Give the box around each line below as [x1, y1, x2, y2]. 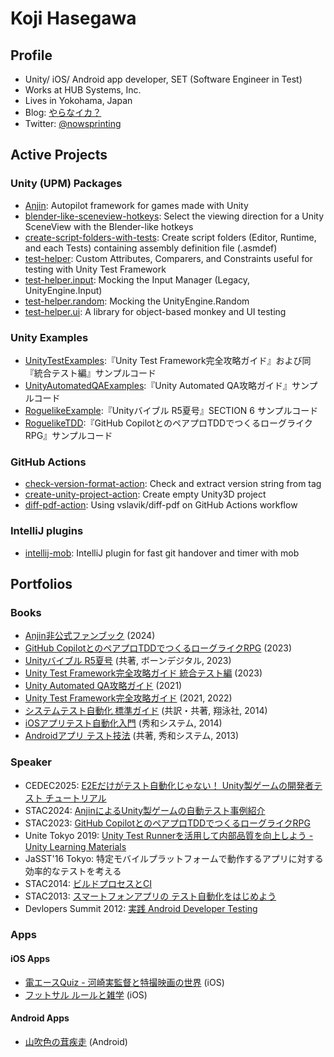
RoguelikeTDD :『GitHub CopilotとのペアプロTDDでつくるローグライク [24, 417, 313, 429]
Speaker [10, 755, 52, 769]
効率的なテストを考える [24, 865, 122, 877]
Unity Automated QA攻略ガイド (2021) [24, 680, 183, 692]
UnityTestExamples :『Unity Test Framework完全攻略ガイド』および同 [24, 354, 312, 366]
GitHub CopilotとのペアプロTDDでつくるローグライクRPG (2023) [24, 642, 293, 654]
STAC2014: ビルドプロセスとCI [24, 877, 153, 889]
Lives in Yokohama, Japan [24, 95, 133, 106]
